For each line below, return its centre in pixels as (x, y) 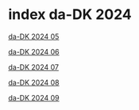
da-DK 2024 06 (34, 51)
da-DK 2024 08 (34, 82)
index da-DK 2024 (70, 15)
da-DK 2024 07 (34, 67)
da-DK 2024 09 (34, 97)
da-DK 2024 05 (34, 36)
